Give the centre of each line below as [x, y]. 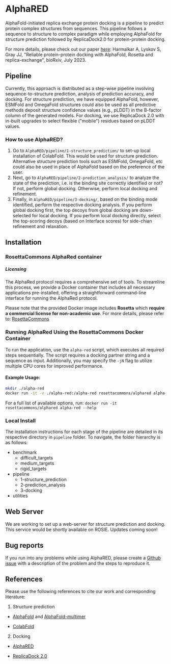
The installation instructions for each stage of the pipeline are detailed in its [84, 431]
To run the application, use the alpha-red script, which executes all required [85, 349]
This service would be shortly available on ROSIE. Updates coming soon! [81, 529]
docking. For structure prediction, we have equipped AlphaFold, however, [82, 99]
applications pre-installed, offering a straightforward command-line [76, 293]
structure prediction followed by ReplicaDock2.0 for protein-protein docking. [85, 39]
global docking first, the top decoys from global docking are [76, 210]
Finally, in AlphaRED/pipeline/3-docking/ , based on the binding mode [85, 199]
